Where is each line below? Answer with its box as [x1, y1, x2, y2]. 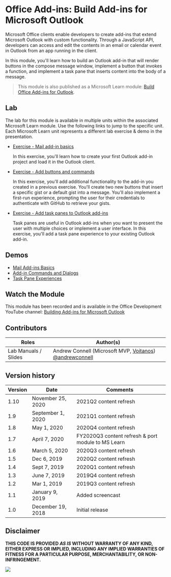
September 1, [32, 409, 65, 416]
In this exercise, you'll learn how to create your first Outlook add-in [12, 153, 153, 159]
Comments [106, 386, 134, 393]
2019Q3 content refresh [76, 480, 135, 487]
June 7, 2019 [32, 472, 65, 479]
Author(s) [96, 339, 121, 346]
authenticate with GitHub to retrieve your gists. [12, 200, 111, 206]
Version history [5, 371, 55, 380]
